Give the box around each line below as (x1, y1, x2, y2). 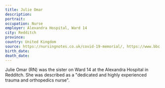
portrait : (5, 16, 26, 21)
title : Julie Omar (5, 7, 43, 12)
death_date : (5, 53, 30, 58)
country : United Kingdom (5, 40, 56, 44)
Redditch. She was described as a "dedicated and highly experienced (5, 72, 147, 78)
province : (5, 35, 26, 40)
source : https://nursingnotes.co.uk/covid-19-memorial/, (5, 44, 125, 49)
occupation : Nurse (5, 21, 43, 26)
